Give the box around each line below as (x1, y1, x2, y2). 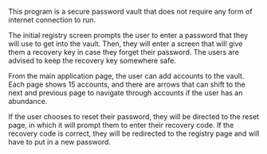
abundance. (8, 97, 48, 106)
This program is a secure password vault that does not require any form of (8, 7, 253, 16)
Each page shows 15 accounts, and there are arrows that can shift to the (8, 79, 245, 89)
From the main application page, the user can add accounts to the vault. (8, 71, 245, 80)
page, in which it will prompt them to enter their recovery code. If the (8, 121, 234, 129)
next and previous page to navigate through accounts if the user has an (8, 88, 243, 98)
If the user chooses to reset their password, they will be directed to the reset (8, 112, 260, 121)
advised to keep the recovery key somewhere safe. (8, 56, 177, 65)
